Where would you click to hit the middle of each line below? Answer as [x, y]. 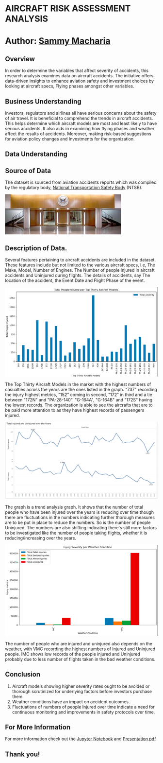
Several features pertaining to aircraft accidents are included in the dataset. [81, 260]
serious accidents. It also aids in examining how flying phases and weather [80, 129]
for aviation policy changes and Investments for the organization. [70, 139]
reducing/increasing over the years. [41, 538]
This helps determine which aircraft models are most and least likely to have [81, 123]
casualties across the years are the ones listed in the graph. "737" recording [81, 390]
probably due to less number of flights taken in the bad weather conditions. [80, 659]
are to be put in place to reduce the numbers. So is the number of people [78, 522]
